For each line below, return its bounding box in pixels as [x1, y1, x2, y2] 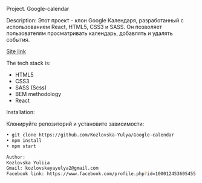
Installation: [6, 109, 35, 115]
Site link [6, 48, 26, 55]
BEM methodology [15, 91, 62, 97]
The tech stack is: [6, 60, 51, 66]
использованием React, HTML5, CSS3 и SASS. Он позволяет [6, 24, 162, 30]
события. [6, 36, 30, 43]
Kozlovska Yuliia [6, 159, 50, 165]
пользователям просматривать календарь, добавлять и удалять [6, 30, 174, 37]
